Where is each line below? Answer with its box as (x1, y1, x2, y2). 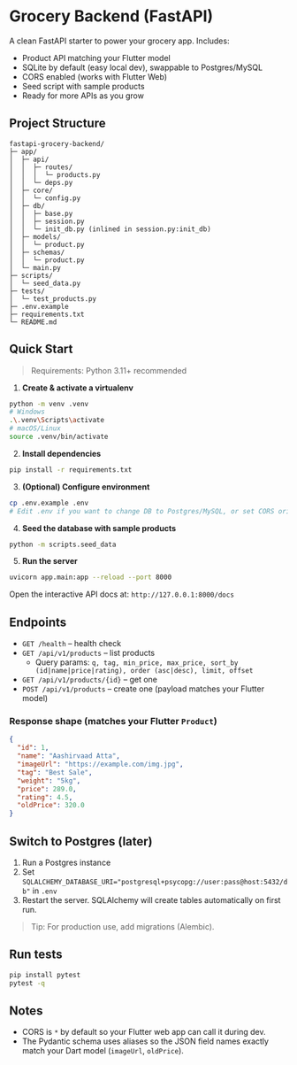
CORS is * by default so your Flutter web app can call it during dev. (21, 1027, 266, 1038)
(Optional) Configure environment (21, 481, 150, 492)
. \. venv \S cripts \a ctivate (9, 416, 104, 425)
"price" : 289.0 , (17, 784, 77, 793)
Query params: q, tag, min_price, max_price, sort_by (34, 657, 239, 668)
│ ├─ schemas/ (9, 248, 65, 257)
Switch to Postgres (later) (9, 834, 153, 849)
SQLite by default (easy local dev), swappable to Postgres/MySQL (21, 62, 263, 73)
